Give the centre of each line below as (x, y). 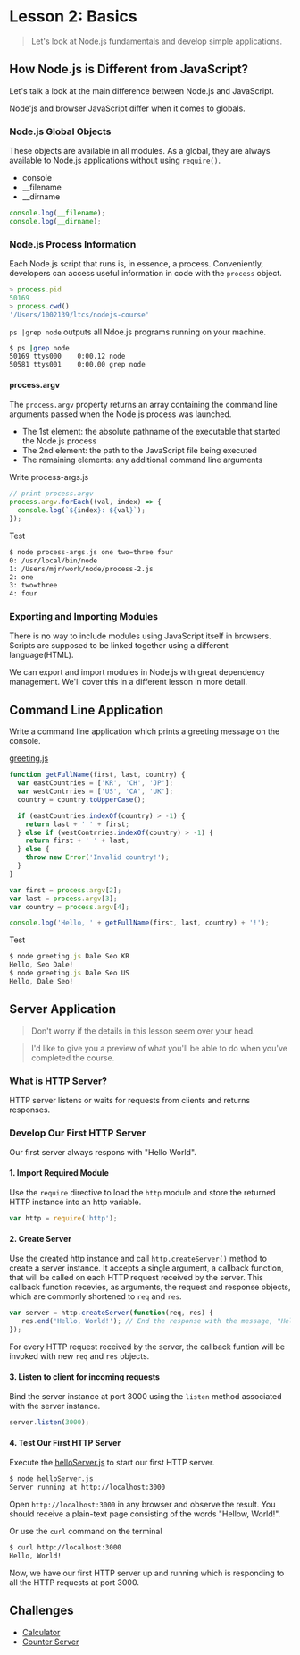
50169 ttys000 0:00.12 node (67, 356)
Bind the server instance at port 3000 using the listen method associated (146, 1397)
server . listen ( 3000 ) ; (50, 1423)
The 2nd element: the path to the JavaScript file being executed (139, 451)
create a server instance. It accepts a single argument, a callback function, (146, 1268)
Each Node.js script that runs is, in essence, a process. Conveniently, (137, 264)
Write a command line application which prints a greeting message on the (145, 731)
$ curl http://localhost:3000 (66, 1548)
